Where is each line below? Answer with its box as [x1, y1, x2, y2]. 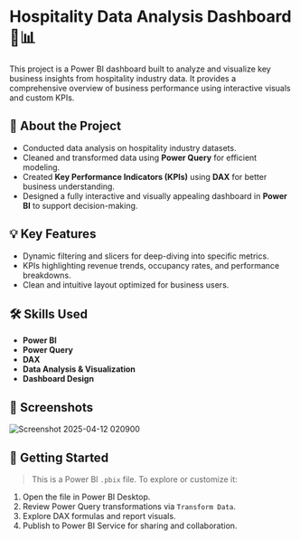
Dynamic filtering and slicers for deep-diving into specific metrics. [22, 251, 269, 261]
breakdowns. [22, 270, 71, 280]
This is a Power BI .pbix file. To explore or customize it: [31, 474, 238, 485]
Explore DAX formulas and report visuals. [22, 511, 176, 521]
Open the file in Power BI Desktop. [22, 491, 151, 502]
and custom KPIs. [9, 92, 75, 103]
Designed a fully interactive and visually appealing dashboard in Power [22, 190, 287, 201]
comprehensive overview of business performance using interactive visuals [9, 82, 291, 93]
